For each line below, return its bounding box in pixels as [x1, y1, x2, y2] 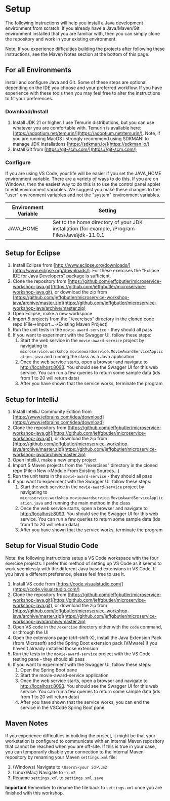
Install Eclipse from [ [12, 262, 56, 268]
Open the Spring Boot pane [20, 666, 77, 673]
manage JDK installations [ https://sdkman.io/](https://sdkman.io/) [12, 141, 150, 147]
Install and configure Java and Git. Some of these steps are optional [5, 79, 147, 85]
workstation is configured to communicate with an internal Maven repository [5, 738, 164, 744]
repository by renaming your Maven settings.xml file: [5, 754, 117, 760]
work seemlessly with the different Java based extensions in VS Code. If [5, 565, 156, 572]
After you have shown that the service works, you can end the [20, 699, 150, 705]
